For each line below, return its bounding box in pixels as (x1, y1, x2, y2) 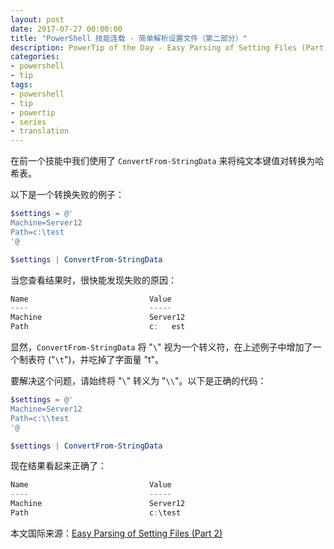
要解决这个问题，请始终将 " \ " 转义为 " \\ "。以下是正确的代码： (10, 375, 267, 386)
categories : (10, 52, 60, 62)
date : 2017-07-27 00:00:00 (10, 24, 123, 34)
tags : (10, 80, 33, 90)
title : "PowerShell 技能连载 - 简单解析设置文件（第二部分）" (10, 33, 248, 43)
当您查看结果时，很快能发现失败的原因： (10, 274, 177, 286)
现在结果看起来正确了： (10, 460, 107, 472)
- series (10, 117, 47, 127)
